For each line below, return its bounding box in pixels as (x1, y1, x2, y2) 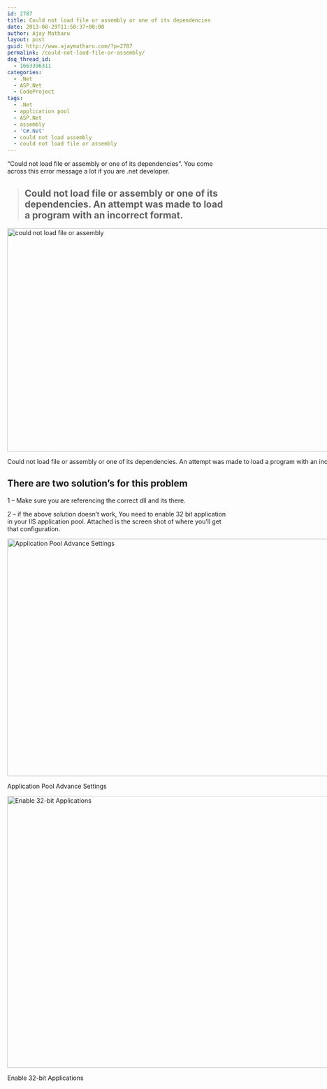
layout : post (7, 36, 45, 43)
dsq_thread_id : (7, 56, 52, 63)
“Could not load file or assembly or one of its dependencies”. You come (7, 160, 213, 168)
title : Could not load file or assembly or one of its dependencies (7, 17, 211, 24)
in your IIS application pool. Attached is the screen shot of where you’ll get (7, 517, 221, 526)
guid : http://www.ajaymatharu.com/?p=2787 (7, 43, 133, 50)
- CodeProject (13, 88, 54, 95)
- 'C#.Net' (13, 127, 45, 134)
